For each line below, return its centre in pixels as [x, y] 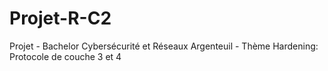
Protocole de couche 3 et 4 [65, 56]
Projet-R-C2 [60, 18]
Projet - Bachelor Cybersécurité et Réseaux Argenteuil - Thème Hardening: [164, 46]
